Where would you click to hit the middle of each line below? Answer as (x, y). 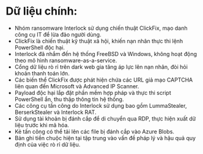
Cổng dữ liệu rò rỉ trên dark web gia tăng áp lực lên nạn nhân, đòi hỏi (101, 67)
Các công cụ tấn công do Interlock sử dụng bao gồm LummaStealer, (101, 105)
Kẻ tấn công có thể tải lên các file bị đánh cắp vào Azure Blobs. (94, 131)
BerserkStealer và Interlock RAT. (55, 112)
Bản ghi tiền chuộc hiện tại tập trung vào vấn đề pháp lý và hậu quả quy (105, 138)
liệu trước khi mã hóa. (42, 125)
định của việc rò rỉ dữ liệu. (47, 144)
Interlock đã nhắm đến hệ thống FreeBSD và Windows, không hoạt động (105, 54)
